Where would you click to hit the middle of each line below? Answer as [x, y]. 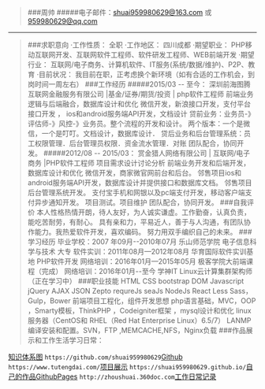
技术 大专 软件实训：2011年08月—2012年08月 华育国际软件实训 [144, 252]
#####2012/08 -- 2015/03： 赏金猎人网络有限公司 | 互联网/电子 [147, 153]
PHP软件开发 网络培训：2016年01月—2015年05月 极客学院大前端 [142, 261]
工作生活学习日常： [73, 340]
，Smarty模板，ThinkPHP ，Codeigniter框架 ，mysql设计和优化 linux [139, 311]
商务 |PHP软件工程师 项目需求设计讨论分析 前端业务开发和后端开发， [139, 163]
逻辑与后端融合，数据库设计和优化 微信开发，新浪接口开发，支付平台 [139, 104]
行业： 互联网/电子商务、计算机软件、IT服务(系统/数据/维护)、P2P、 [138, 65]
